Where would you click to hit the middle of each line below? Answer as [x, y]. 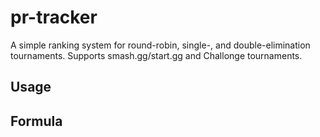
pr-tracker [54, 17]
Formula [36, 121]
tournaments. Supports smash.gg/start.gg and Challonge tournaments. [156, 55]
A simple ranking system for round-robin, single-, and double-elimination [160, 45]
